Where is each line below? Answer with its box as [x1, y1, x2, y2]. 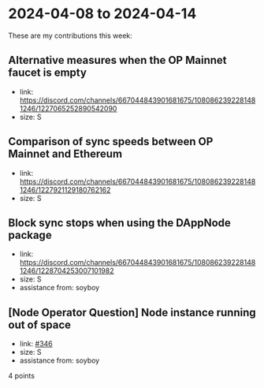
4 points [8, 371, 35, 381]
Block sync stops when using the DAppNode [8, 216, 231, 229]
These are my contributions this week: [8, 31, 132, 40]
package [8, 228, 53, 241]
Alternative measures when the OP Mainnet [8, 54, 227, 67]
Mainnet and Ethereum [8, 147, 123, 161]
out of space [8, 318, 72, 331]
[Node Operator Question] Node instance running [8, 305, 256, 319]
